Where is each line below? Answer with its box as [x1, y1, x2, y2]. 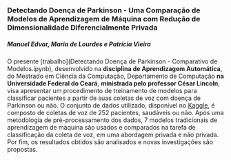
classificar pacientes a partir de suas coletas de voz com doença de [7, 94, 201, 102]
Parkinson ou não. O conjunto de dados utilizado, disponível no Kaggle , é [7, 101, 215, 109]
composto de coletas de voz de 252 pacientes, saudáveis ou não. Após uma [7, 108, 224, 117]
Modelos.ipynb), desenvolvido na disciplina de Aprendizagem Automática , [7, 64, 223, 72]
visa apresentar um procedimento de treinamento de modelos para [7, 86, 198, 94]
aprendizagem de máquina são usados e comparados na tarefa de [7, 123, 196, 131]
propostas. [7, 145, 38, 153]
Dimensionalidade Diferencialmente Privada [7, 23, 158, 32]
